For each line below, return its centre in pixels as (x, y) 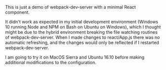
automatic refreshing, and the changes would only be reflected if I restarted (82, 43)
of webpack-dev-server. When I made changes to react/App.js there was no (83, 37)
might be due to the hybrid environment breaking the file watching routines (82, 32)
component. (17, 12)
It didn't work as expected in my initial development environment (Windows (82, 22)
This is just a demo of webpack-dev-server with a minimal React (70, 7)
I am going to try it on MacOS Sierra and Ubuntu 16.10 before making (75, 57)
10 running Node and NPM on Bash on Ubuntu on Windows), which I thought (83, 27)
